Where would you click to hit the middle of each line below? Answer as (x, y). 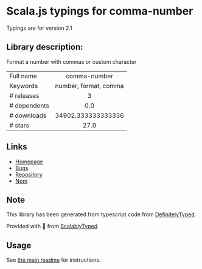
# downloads (28, 115)
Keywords (24, 86)
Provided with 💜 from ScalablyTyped (52, 226)
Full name (23, 76)
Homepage (29, 162)
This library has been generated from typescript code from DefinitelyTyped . (101, 214)
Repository (29, 174)
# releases (24, 95)
